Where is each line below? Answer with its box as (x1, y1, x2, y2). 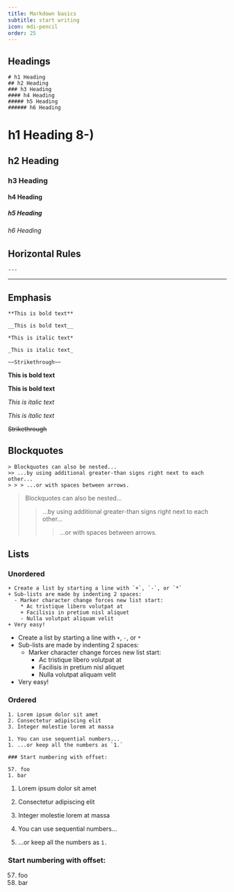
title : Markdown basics (8, 10, 77, 17)
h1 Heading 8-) (8, 127, 94, 143)
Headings (8, 55, 51, 67)
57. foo (8, 765, 31, 772)
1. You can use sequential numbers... (8, 735, 120, 743)
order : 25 (8, 29, 37, 37)
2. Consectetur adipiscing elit (8, 717, 101, 724)
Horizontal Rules (8, 248, 81, 259)
